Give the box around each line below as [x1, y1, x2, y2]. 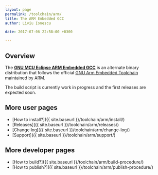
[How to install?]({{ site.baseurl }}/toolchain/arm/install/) [12, 116, 125, 122]
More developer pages [5, 146, 75, 155]
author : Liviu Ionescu [5, 20, 51, 26]
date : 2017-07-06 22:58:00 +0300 [5, 30, 73, 35]
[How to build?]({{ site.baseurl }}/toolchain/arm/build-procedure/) [12, 159, 144, 165]
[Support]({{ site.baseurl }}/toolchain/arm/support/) [12, 132, 116, 138]
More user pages [5, 104, 58, 112]
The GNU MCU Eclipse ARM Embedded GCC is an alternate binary [5, 64, 139, 70]
